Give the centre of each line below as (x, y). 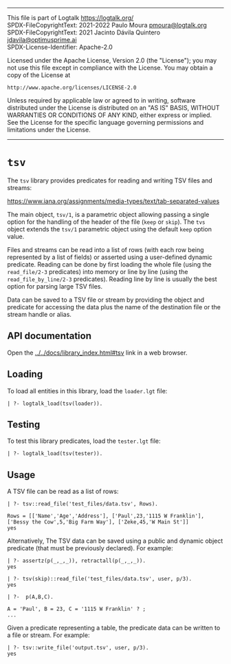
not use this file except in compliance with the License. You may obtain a (110, 68)
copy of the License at (39, 75)
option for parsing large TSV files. (55, 286)
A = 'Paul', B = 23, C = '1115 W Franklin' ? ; (77, 609)
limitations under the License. (49, 129)
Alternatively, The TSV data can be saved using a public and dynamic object (115, 541)
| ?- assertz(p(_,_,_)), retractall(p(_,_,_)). (77, 561)
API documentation (49, 336)
